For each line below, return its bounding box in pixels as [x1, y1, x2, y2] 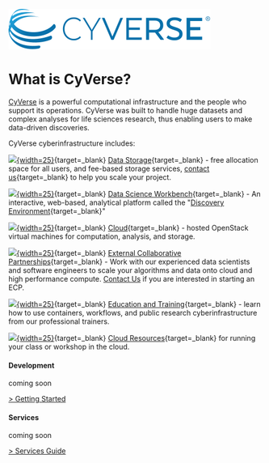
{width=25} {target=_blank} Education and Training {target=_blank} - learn [16, 299, 261, 308]
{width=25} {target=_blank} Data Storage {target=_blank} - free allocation [16, 155, 258, 164]
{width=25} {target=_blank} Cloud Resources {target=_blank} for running [16, 333, 256, 342]
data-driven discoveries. [8, 122, 90, 132]
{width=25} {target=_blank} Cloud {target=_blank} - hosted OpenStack [16, 223, 249, 232]
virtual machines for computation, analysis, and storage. [8, 231, 195, 241]
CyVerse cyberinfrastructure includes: [8, 138, 136, 148]
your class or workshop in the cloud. [8, 342, 130, 351]
